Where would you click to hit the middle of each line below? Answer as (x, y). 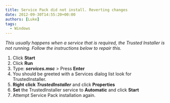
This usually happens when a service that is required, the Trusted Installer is (85, 43)
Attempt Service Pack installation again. (54, 95)
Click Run (23, 63)
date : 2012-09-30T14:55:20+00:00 (40, 15)
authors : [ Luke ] (22, 19)
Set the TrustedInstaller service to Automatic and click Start (76, 90)
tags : (11, 24)
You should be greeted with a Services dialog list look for (72, 74)
